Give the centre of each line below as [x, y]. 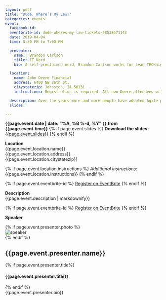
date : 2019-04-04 [27, 37]
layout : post [19, 10]
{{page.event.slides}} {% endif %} [40, 134]
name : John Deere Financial [43, 78]
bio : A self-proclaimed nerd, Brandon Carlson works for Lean [79, 65]
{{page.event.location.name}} [35, 149]
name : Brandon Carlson [39, 55]
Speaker [14, 218]
